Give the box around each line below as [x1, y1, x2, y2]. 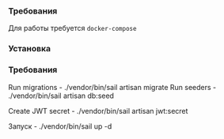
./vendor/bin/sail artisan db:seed [8, 91, 115, 100]
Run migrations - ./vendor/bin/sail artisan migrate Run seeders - [8, 82, 217, 92]
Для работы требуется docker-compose [8, 24, 137, 33]
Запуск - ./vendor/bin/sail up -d [8, 121, 112, 131]
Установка [8, 43, 51, 54]
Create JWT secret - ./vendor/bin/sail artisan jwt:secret [8, 106, 188, 115]
